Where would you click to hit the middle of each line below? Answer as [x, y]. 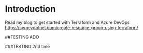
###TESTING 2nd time [28, 46]
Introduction [30, 9]
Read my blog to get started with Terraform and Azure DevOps [67, 22]
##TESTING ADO [22, 37]
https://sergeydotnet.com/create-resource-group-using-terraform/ [72, 27]
